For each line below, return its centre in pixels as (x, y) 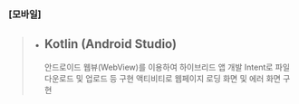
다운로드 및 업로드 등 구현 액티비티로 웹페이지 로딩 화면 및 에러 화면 (163, 78)
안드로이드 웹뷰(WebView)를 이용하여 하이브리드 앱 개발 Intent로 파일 (167, 67)
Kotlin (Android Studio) (111, 44)
